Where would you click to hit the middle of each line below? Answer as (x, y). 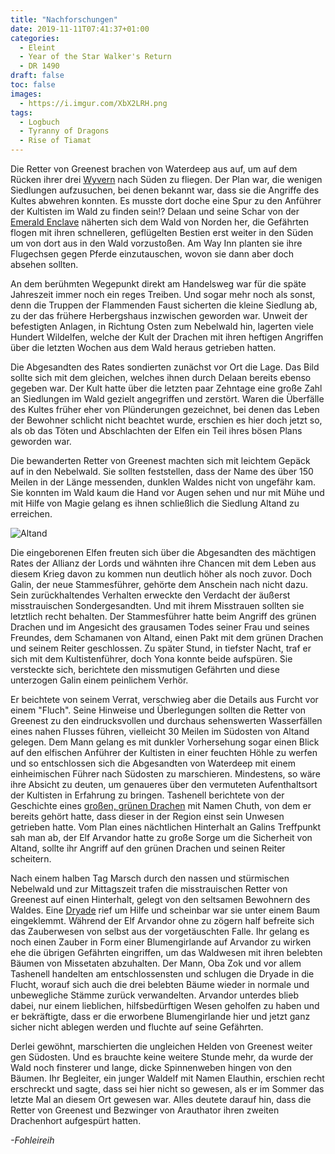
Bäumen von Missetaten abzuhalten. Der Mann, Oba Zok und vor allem (156, 963)
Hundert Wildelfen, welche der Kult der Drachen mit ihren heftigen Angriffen (167, 337)
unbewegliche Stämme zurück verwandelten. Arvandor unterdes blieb (154, 995)
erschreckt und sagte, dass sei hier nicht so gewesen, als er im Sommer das (167, 1089)
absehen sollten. (44, 264)
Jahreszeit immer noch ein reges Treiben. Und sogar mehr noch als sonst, (163, 294)
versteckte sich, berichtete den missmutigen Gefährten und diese (145, 669)
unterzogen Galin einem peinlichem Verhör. (99, 680)
